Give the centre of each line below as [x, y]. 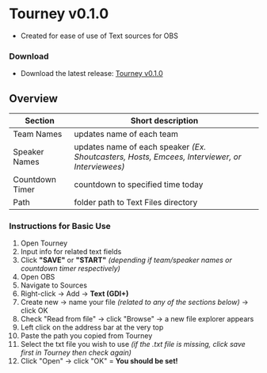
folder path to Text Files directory [136, 203]
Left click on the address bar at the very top [92, 327]
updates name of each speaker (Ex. [140, 147]
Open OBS [38, 277]
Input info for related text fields [71, 252]
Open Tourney [44, 243]
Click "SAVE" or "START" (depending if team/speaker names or [126, 260]
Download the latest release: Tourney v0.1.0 [92, 74]
